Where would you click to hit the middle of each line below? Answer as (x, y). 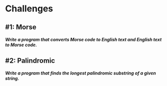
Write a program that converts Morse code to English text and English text (83, 40)
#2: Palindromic (30, 60)
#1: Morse (21, 27)
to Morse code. (21, 45)
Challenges (29, 9)
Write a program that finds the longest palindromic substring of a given (81, 73)
